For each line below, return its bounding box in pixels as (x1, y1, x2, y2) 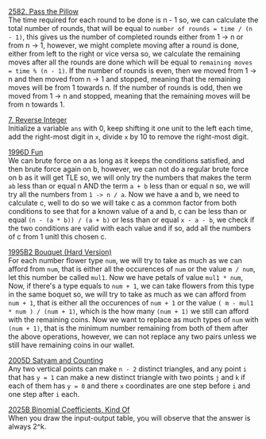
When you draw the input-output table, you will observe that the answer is (8, 414, 251, 422)
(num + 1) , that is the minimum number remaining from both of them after (8, 324, 249, 332)
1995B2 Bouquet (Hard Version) (8, 247, 113, 257)
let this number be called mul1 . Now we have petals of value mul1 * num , (8, 273, 244, 282)
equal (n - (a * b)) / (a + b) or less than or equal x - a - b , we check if (8, 215, 255, 224)
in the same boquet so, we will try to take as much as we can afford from (8, 289, 246, 299)
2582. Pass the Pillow (8, 7, 79, 16)
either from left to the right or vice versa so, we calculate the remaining (8, 49, 241, 58)
